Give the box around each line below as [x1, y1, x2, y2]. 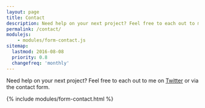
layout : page [6, 9, 40, 15]
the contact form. [6, 83, 50, 90]
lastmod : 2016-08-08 [12, 49, 64, 55]
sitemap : [6, 43, 29, 49]
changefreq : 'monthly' [12, 60, 70, 66]
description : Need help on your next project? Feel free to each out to [6, 20, 195, 26]
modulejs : [6, 32, 32, 38]
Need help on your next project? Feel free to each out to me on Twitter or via [6, 77, 199, 84]
